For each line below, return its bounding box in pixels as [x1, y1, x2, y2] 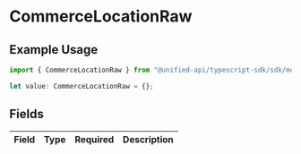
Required [74, 133, 115, 145]
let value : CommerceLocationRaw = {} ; [9, 81, 154, 90]
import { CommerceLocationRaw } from [9, 65, 150, 74]
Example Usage [9, 42, 99, 57]
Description [122, 133, 175, 145]
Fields [9, 107, 45, 122]
